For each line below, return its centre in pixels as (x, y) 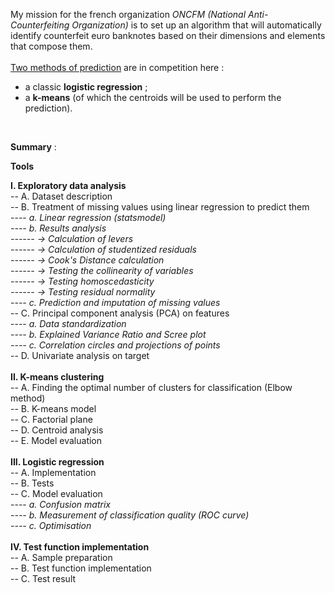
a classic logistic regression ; (86, 87)
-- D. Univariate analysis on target (80, 355)
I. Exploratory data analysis (68, 185)
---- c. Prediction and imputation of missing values (115, 302)
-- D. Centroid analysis (57, 430)
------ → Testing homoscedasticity (82, 281)
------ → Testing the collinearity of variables (102, 270)
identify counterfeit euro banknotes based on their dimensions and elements (168, 35)
